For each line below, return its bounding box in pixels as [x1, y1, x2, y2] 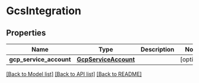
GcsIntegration [6, 4, 82, 18]
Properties [6, 28, 46, 38]
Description [140, 46, 175, 53]
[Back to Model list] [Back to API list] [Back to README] [6, 71, 142, 78]
